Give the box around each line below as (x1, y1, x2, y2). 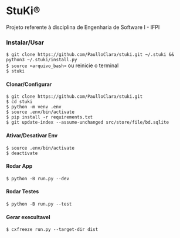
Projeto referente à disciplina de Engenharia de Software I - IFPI (6, 24, 160, 31)
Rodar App (6, 163, 33, 170)
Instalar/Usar (6, 38, 45, 47)
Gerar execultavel (6, 213, 51, 220)
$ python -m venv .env (6, 104, 62, 110)
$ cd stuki (6, 99, 33, 105)
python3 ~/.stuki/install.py (6, 57, 77, 63)
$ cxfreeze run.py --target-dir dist (6, 227, 99, 233)
